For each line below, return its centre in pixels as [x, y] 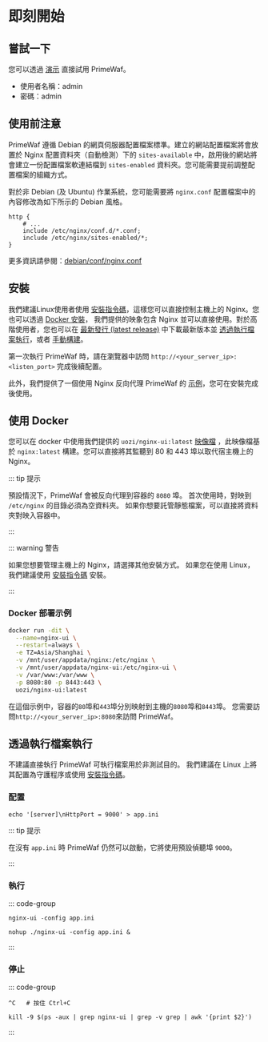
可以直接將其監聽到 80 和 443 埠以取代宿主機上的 [172, 451]
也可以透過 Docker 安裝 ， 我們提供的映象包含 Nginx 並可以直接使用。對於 [129, 319]
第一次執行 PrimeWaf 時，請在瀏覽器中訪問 [79, 356]
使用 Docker [39, 421]
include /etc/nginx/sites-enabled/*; [86, 238]
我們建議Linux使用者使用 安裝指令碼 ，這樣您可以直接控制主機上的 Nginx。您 [134, 309]
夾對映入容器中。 [36, 515]
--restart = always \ [48, 645]
